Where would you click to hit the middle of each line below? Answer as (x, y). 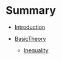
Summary (31, 10)
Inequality (36, 50)
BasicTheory (30, 38)
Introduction (30, 27)
